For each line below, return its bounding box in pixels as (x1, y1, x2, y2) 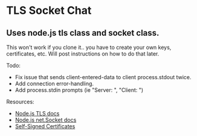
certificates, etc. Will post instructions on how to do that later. (6, 50, 160, 57)
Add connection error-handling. (15, 80, 94, 87)
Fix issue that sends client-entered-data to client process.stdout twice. (15, 74, 192, 80)
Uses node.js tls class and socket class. (6, 28, 160, 38)
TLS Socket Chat (6, 4, 92, 18)
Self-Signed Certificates (15, 123, 76, 130)
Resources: (6, 98, 34, 105)
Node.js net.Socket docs (15, 116, 77, 123)
